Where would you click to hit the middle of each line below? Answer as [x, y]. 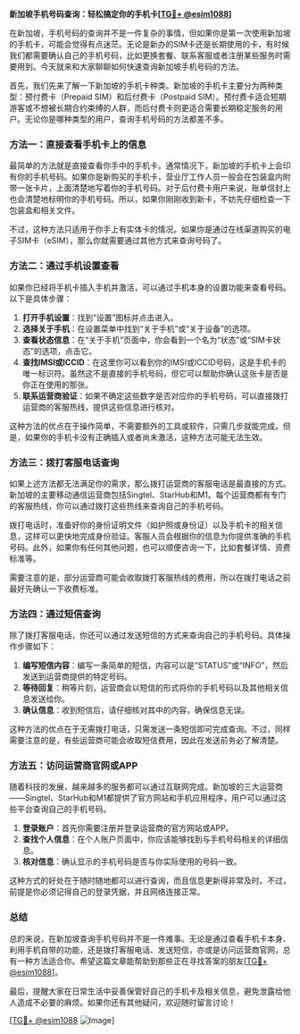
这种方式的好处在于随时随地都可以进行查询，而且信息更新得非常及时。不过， [150, 881]
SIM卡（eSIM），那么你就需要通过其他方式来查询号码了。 [121, 241]
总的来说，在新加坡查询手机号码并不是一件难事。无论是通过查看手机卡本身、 [150, 938]
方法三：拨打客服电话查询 [64, 462]
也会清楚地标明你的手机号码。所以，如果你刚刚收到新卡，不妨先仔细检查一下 [150, 199]
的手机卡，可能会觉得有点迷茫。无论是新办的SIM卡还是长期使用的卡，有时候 [150, 44]
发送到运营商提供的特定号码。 [77, 677]
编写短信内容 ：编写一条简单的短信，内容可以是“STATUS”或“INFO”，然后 [155, 665]
